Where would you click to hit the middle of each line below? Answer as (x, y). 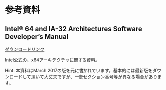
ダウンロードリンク (25, 49)
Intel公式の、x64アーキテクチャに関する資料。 (53, 60)
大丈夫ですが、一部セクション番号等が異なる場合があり (101, 77)
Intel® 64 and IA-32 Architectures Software (74, 29)
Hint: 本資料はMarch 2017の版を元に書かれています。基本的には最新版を (79, 70)
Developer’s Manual (37, 37)
